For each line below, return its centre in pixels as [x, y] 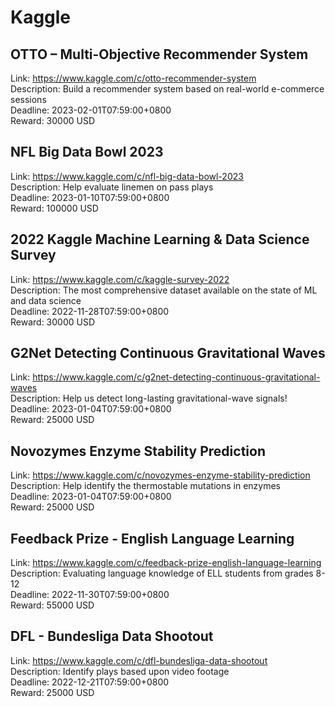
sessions [28, 99]
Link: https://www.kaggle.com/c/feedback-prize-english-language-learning [166, 563]
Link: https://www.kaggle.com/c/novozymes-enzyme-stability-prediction [160, 475]
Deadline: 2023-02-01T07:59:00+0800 [91, 110]
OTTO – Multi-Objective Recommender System [159, 54]
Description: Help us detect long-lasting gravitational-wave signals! [149, 398]
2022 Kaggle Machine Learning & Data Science [160, 239]
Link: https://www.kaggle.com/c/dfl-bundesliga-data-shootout [139, 660]
